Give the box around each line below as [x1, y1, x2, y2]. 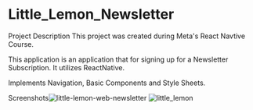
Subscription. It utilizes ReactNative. [8, 62, 125, 72]
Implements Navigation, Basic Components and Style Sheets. [8, 78, 206, 87]
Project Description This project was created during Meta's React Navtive [8, 31, 245, 41]
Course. [8, 39, 34, 48]
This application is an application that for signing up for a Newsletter [8, 55, 229, 64]
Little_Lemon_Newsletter [8, 5, 175, 23]
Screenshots [8, 93, 49, 102]
